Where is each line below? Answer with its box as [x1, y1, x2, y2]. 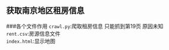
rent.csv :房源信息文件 [6, 30, 61, 37]
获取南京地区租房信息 [6, 5, 84, 16]
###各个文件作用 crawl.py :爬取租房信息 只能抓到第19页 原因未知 [6, 23, 164, 30]
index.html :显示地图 [6, 37, 55, 45]
